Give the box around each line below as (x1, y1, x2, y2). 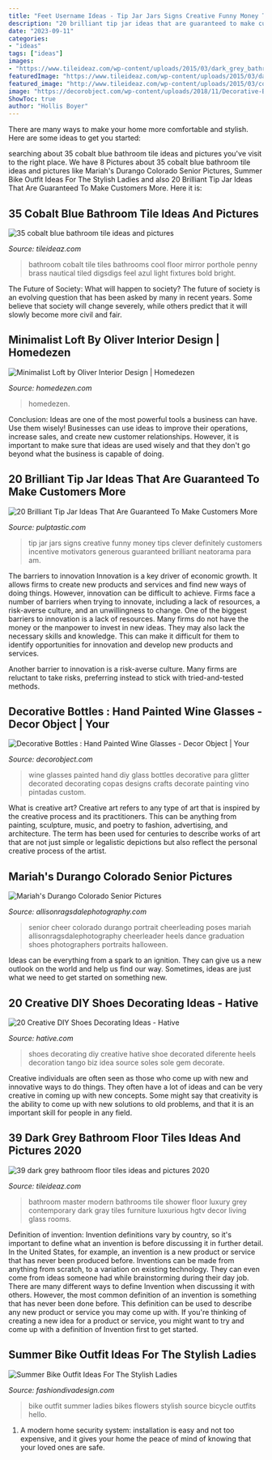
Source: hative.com (8, 1034, 74, 1043)
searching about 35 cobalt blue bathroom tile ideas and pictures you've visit (8, 149, 262, 159)
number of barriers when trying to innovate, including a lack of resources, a (8, 596, 261, 606)
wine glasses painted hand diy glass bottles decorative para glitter (28, 771, 250, 780)
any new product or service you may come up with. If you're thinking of (8, 1307, 247, 1317)
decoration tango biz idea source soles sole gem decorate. (28, 1058, 225, 1067)
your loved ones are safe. (19, 1442, 105, 1452)
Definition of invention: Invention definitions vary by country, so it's (8, 1229, 232, 1240)
